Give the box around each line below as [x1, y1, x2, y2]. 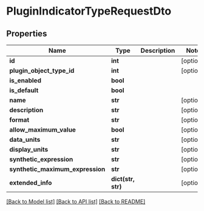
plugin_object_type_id [9, 67, 75, 75]
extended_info [9, 179, 52, 187]
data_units [9, 135, 41, 144]
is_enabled [9, 76, 41, 84]
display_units [9, 146, 49, 153]
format [9, 116, 30, 124]
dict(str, [111, 175, 135, 183]
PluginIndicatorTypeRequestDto [6, 4, 172, 18]
